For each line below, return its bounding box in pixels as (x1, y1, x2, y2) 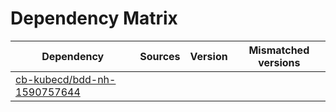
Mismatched (248, 43, 310, 57)
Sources (139, 49, 181, 63)
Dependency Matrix (10, 7, 178, 30)
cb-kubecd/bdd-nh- (15, 72, 117, 86)
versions (258, 55, 301, 69)
